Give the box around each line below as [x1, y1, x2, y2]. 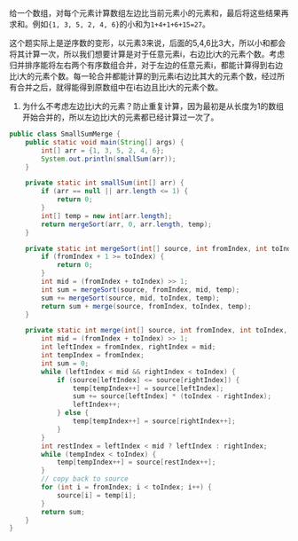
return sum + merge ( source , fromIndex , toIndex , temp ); [41, 302, 252, 310]
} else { [56, 409, 90, 418]
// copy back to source [41, 474, 129, 483]
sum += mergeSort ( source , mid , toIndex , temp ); [41, 294, 220, 302]
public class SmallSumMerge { [9, 129, 122, 138]
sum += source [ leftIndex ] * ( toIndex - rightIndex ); [72, 392, 272, 401]
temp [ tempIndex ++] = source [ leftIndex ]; [72, 384, 224, 393]
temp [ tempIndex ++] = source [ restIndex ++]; [56, 458, 216, 467]
